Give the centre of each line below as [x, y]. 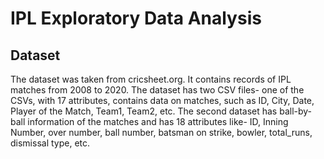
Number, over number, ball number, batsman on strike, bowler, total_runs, [161, 132]
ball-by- [296, 111]
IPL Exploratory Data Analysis [136, 18]
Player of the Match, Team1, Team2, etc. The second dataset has [144, 111]
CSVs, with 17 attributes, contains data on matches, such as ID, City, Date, [162, 100]
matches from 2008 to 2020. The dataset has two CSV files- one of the [157, 90]
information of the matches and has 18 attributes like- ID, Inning [158, 121]
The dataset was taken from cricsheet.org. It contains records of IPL [151, 79]
